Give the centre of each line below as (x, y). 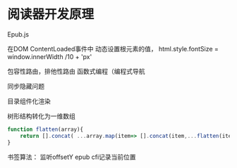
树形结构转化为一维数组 (41, 116)
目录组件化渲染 (29, 101)
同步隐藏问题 (26, 86)
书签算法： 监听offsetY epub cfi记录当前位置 (72, 157)
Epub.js (18, 34)
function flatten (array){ (45, 129)
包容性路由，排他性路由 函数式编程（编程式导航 (76, 71)
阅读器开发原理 (51, 14)
